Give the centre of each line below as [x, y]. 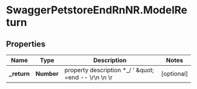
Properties [26, 44]
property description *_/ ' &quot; [109, 70]
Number [47, 74]
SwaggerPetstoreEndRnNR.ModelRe [97, 10]
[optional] [174, 74]
